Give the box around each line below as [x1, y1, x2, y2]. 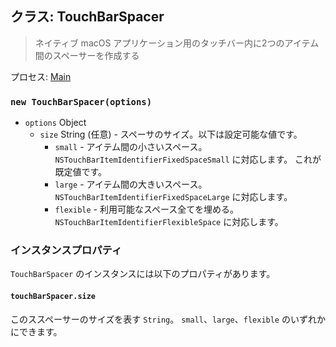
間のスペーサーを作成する [34, 49, 140, 61]
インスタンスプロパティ [10, 243, 123, 257]
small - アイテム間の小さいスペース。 [54, 141, 208, 153]
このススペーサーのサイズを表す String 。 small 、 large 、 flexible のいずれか [10, 313, 326, 325]
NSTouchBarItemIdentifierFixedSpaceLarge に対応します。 [54, 191, 293, 203]
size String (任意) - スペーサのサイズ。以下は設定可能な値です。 [39, 128, 303, 141]
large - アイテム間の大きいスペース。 [54, 178, 208, 191]
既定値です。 [54, 166, 107, 178]
